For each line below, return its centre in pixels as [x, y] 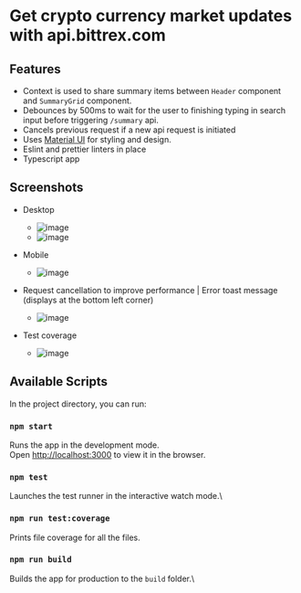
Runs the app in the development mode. [84, 445]
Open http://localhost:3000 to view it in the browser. [108, 454]
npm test [29, 477]
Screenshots [47, 188]
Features [35, 69]
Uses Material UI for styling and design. [97, 139]
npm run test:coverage [60, 519]
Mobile [36, 254]
